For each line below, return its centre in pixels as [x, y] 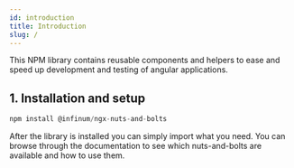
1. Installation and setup [78, 98]
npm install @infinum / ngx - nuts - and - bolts [88, 119]
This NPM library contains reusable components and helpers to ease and [145, 61]
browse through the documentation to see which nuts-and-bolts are [136, 146]
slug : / [24, 34]
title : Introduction [48, 26]
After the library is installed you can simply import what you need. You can [147, 136]
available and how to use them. [67, 155]
